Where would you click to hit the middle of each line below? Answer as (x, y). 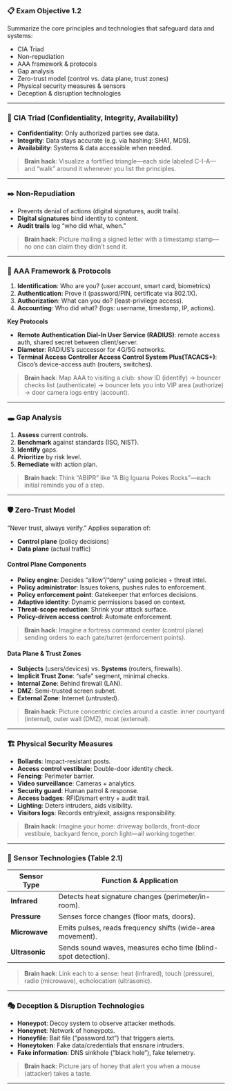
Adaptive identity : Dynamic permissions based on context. (101, 602)
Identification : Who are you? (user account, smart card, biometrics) (114, 286)
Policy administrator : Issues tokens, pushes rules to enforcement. (112, 587)
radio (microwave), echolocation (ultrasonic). (88, 981)
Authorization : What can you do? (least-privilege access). (100, 301)
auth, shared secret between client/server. (77, 342)
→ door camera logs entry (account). (77, 393)
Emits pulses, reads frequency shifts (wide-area (137, 928)
